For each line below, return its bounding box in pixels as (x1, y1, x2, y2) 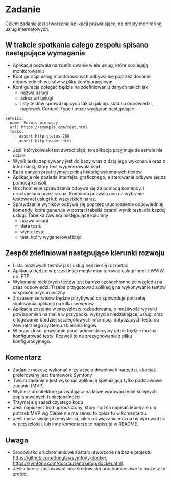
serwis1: (5, 116, 24, 121)
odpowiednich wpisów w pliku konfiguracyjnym (12, 78, 113, 85)
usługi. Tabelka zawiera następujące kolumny (12, 212, 109, 218)
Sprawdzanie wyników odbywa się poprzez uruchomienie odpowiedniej (12, 201, 164, 208)
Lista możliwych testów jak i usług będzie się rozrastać (12, 262, 129, 268)
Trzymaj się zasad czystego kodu (12, 399, 83, 405)
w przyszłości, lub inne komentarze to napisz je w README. (12, 421, 139, 427)
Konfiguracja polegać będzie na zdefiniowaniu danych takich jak (12, 84, 149, 90)
